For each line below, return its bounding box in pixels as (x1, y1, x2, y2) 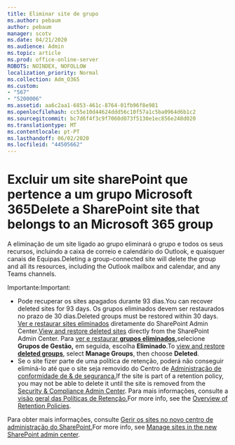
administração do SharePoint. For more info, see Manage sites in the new (7, 423, 217, 432)
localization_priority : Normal (7, 69, 99, 76)
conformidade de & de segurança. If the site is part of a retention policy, (17, 372, 224, 380)
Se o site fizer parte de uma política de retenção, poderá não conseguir (17, 357, 224, 365)
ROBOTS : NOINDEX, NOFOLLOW (7, 63, 86, 70)
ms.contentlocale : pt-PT (7, 128, 80, 135)
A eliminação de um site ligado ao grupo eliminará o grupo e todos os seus (7, 240, 223, 249)
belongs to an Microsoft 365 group (7, 216, 214, 232)
